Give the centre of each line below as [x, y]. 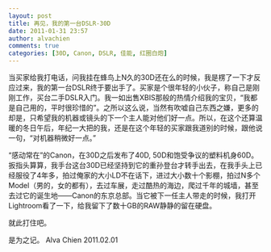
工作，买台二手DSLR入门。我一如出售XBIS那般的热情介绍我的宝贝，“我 [133, 97]
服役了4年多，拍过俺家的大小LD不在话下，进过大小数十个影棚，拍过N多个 [138, 175]
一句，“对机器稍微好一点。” [52, 138]
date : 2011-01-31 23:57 [48, 31]
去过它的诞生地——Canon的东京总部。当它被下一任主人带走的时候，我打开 [132, 195]
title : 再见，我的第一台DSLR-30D [60, 23]
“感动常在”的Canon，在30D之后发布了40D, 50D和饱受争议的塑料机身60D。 [133, 155]
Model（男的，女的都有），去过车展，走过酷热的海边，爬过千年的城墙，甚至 [134, 185]
